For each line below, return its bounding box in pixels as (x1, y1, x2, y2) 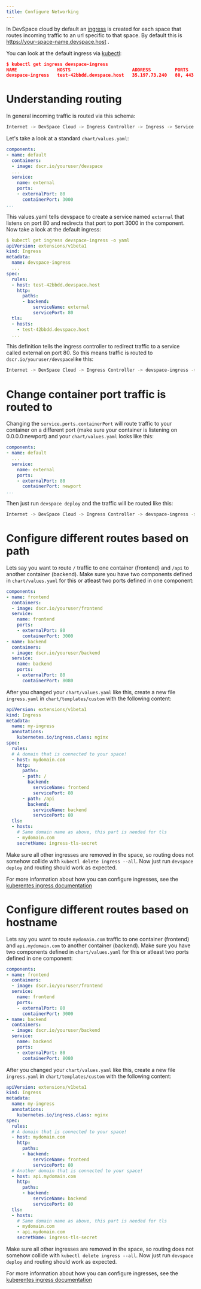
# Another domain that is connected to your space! (11, 1167, 144, 1174)
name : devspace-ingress (11, 260, 71, 266)
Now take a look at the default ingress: (6, 225, 102, 233)
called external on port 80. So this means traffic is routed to (6, 349, 153, 357)
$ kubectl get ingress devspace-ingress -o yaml (6, 237, 130, 243)
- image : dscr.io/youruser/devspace (11, 163, 103, 169)
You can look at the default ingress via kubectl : (6, 49, 122, 57)
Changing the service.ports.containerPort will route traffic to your (6, 420, 172, 427)
